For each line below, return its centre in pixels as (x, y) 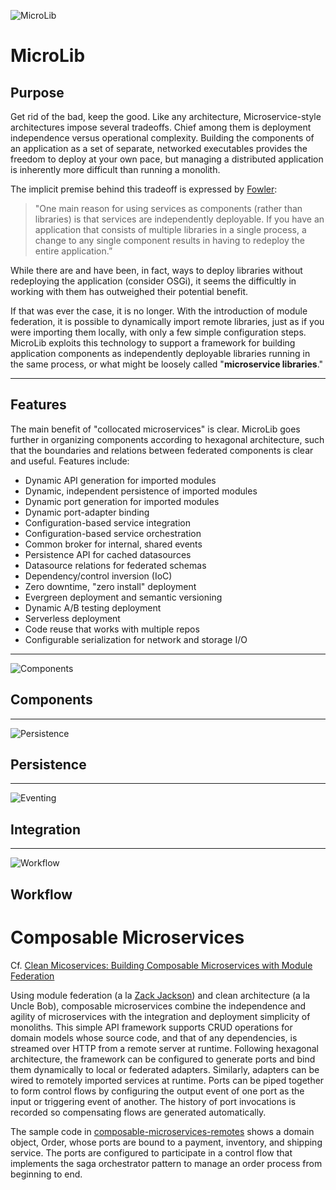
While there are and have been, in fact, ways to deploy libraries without (156, 270)
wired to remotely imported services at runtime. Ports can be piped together (167, 1080)
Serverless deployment (72, 618)
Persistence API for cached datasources (108, 554)
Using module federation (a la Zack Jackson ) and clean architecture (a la (160, 995)
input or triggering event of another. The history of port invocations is (153, 1101)
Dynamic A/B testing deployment (93, 607)
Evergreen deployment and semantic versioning (123, 597)
